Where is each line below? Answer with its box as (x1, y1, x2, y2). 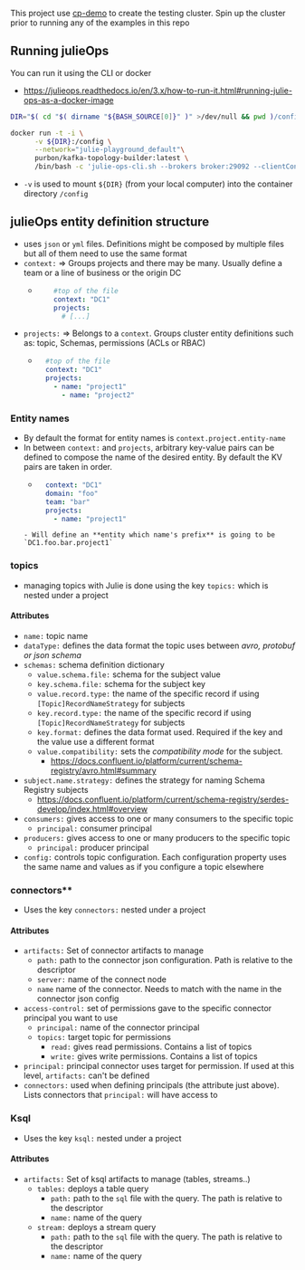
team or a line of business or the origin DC (23, 267, 182, 278)
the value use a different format (36, 736, 155, 747)
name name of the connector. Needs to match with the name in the (36, 984, 282, 995)
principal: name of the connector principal (36, 1022, 200, 1033)
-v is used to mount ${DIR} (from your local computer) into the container (23, 178, 293, 189)
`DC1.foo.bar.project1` (23, 539, 114, 548)
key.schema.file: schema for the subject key (36, 678, 206, 689)
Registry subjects (23, 784, 89, 795)
